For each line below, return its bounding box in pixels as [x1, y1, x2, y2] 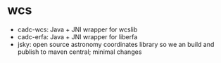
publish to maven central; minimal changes [17, 48, 142, 56]
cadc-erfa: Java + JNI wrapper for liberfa [17, 32, 138, 41]
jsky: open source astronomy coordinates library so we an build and [17, 40, 215, 48]
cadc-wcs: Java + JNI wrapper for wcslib [17, 25, 138, 34]
